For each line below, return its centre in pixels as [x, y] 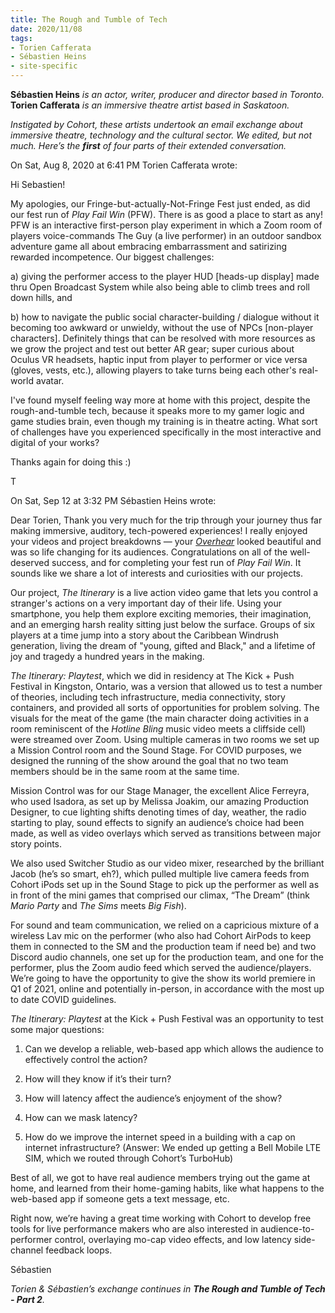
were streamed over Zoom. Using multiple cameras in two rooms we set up [165, 739]
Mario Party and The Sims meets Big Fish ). [98, 905]
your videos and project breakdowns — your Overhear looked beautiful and [166, 541]
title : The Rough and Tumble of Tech [89, 19]
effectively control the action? [86, 1059]
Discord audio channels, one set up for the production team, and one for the [167, 957]
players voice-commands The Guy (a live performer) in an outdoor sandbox [166, 235]
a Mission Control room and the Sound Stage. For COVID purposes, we [156, 750]
